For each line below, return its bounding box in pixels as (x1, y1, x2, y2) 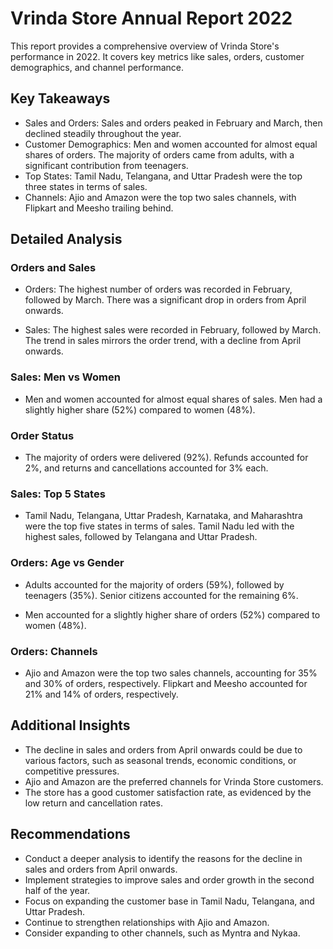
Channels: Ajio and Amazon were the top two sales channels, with (24, 191, 297, 203)
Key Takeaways (10, 90, 111, 107)
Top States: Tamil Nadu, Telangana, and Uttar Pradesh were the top (24, 170, 303, 182)
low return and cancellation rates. (24, 797, 163, 809)
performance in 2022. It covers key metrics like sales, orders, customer (10, 50, 305, 62)
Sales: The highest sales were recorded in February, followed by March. (24, 324, 322, 336)
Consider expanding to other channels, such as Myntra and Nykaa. (24, 927, 301, 939)
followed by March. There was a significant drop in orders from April (24, 294, 307, 306)
